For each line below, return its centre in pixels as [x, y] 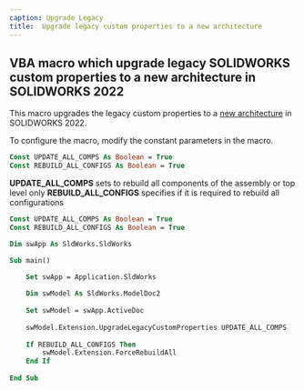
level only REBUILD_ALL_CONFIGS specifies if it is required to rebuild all [145, 193]
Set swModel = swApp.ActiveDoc [85, 311]
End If [38, 361]
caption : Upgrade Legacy [56, 18]
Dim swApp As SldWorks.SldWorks [71, 244]
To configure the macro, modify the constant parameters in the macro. [142, 141]
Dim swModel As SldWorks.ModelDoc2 [93, 294]
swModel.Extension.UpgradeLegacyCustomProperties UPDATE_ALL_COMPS [156, 327]
